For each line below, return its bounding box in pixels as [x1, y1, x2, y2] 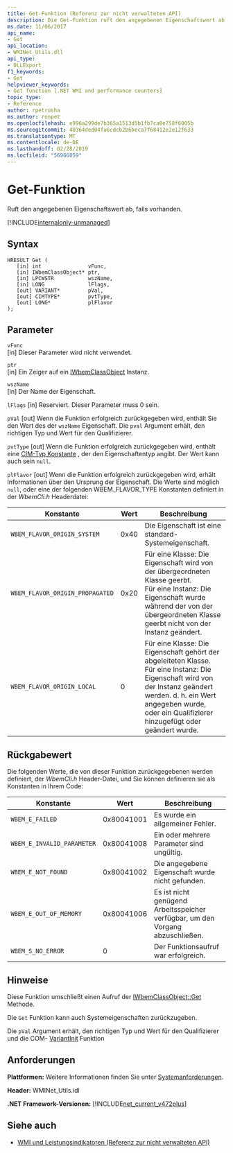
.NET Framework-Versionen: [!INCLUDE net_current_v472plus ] [7, 1100, 187, 1108]
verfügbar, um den [153, 913, 215, 923]
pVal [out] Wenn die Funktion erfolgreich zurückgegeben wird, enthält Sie [7, 414, 217, 423]
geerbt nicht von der [144, 618, 212, 628]
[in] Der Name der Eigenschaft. [7, 388, 96, 396]
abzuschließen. [153, 930, 204, 940]
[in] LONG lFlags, [16, 281, 110, 288]
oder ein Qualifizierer [144, 708, 214, 718]
